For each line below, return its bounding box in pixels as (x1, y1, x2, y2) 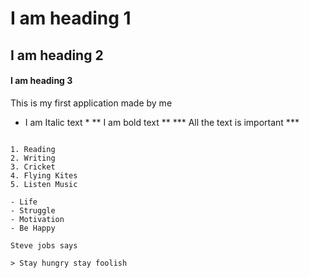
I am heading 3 (10, 75, 73, 87)
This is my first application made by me (10, 97, 173, 109)
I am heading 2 (10, 47, 104, 64)
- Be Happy (10, 223, 56, 233)
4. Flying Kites (10, 170, 78, 181)
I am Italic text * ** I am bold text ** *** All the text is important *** (24, 116, 300, 128)
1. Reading (10, 144, 56, 154)
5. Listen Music (10, 179, 78, 189)
